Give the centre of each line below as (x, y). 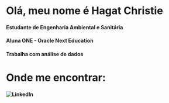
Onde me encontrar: (56, 78)
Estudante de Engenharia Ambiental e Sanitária (65, 27)
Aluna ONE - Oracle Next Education (50, 41)
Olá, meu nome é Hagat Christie (85, 11)
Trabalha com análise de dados (45, 54)
